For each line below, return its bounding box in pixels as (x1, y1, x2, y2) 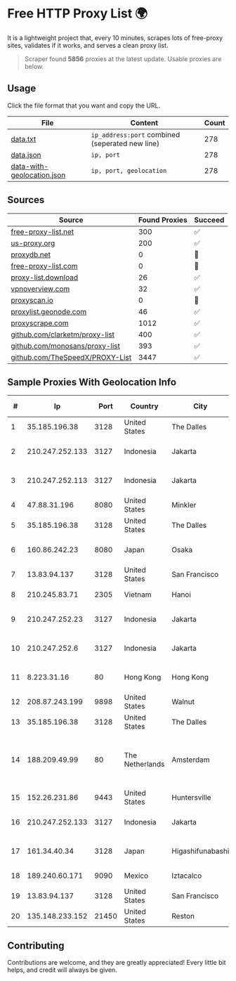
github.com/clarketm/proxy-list (11, 330, 114, 339)
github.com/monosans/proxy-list (11, 341, 121, 351)
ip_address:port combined (91, 129, 181, 139)
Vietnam (124, 590, 152, 599)
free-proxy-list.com (11, 261, 79, 271)
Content (130, 117, 159, 127)
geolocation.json (11, 170, 66, 180)
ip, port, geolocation (91, 167, 167, 174)
